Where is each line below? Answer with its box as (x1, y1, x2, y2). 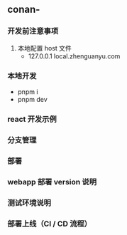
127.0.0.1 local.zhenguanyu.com (28, 51, 121, 61)
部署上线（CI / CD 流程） (7, 219, 92, 229)
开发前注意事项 (7, 26, 59, 36)
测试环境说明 (7, 197, 52, 207)
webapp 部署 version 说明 (7, 177, 97, 187)
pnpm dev (17, 95, 48, 103)
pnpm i (17, 87, 38, 96)
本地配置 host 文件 (17, 43, 72, 52)
